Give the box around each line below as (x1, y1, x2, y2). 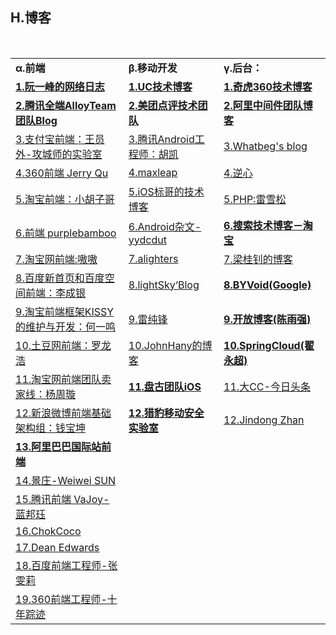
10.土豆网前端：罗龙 (15, 338, 112, 352)
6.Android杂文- (128, 219, 202, 233)
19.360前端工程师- (15, 592, 108, 606)
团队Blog (15, 113, 58, 127)
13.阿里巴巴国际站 (15, 439, 102, 453)
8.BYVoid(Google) (223, 278, 312, 292)
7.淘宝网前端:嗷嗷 (15, 252, 98, 266)
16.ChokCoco (15, 524, 82, 538)
